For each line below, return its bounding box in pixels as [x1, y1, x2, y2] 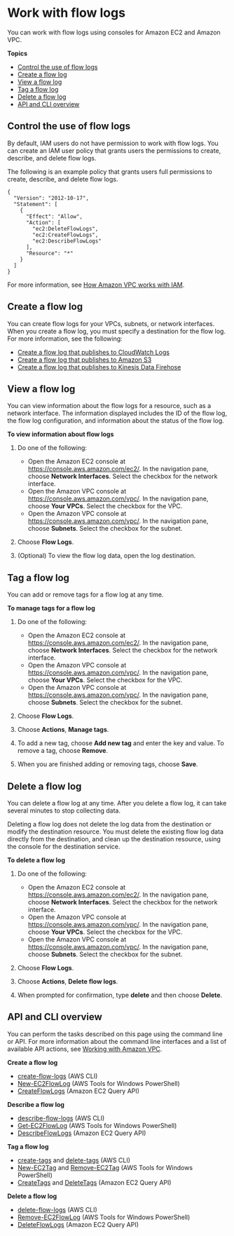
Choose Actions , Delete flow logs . [17, 977, 118, 986]
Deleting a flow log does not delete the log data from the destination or [7, 820, 212, 828]
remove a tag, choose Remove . [17, 747, 109, 755]
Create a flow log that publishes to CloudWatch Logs [17, 348, 170, 356]
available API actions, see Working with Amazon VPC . [7, 1045, 163, 1053]
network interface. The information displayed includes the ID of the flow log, [7, 409, 228, 418]
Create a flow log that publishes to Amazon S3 [17, 355, 152, 364]
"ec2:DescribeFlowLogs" [32, 237, 102, 245]
